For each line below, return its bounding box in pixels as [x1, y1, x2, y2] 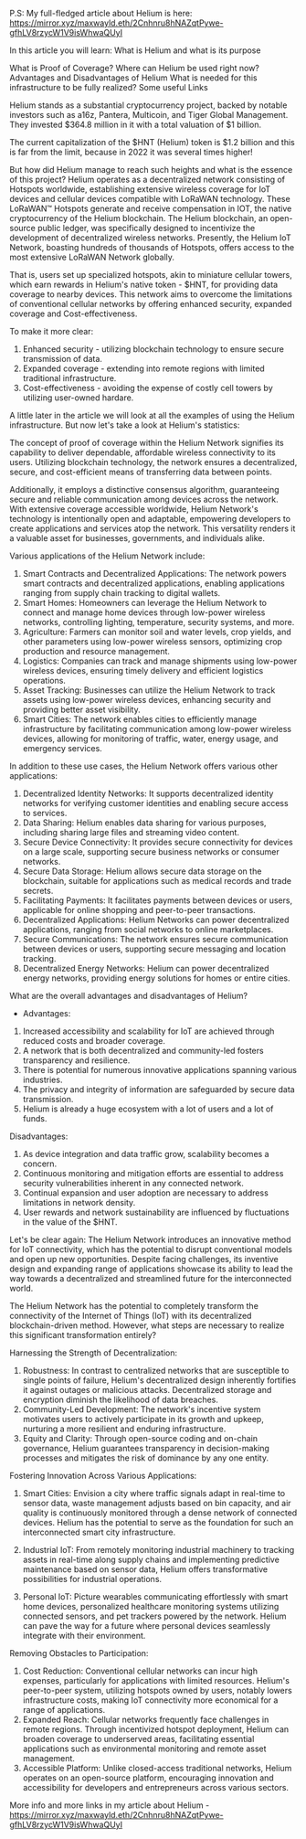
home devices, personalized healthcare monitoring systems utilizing [22, 1601, 280, 1611]
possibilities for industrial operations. [22, 1574, 163, 1584]
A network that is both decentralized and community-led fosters [22, 1046, 264, 1056]
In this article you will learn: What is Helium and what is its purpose [9, 45, 261, 56]
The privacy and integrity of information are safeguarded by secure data [22, 1084, 295, 1095]
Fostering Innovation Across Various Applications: [9, 1471, 197, 1481]
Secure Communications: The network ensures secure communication [22, 934, 289, 944]
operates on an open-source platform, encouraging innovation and [22, 1772, 274, 1783]
